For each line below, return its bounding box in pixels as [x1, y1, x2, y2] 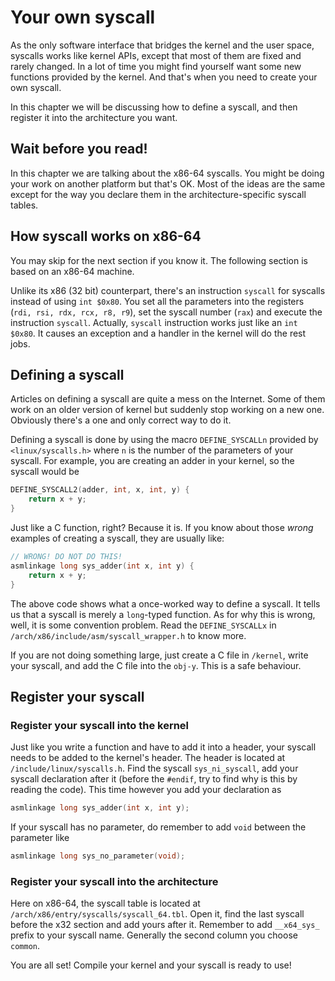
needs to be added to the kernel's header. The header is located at [10, 752, 286, 764]
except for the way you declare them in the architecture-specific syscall [10, 188, 307, 200]
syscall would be [10, 466, 80, 478]
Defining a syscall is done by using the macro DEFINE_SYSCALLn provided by [10, 434, 319, 446]
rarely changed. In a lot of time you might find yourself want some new [10, 60, 302, 72]
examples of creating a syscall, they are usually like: [10, 532, 225, 544]
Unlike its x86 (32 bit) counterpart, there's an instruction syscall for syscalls [10, 284, 326, 296]
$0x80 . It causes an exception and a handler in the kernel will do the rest [10, 327, 307, 339]
